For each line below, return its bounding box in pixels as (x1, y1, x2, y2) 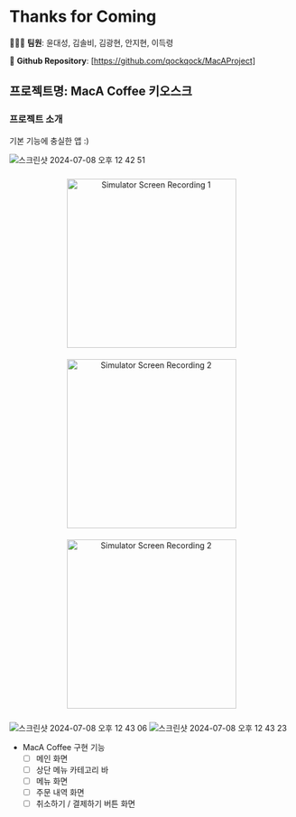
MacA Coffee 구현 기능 (22, 741, 106, 752)
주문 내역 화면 (35, 786, 85, 797)
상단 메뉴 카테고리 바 (35, 764, 109, 775)
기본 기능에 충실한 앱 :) (9, 135, 89, 146)
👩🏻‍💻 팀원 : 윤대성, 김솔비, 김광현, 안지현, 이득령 (9, 37, 174, 48)
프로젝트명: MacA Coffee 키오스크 (9, 84, 192, 99)
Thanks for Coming (9, 6, 157, 27)
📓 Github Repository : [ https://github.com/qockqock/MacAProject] (9, 55, 255, 66)
